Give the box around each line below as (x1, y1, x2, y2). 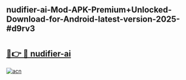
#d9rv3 (6, 23, 35, 34)
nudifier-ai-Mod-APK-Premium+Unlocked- (6, 5, 172, 15)
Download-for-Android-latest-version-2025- (6, 14, 181, 25)
